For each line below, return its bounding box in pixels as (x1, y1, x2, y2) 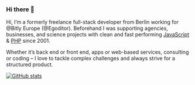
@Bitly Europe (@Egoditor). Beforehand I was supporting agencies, (6, 25, 169, 32)
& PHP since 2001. (6, 38, 51, 45)
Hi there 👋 (6, 5, 35, 13)
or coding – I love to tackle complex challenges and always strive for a (6, 55, 176, 62)
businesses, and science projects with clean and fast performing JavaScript (6, 31, 189, 38)
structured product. (6, 61, 53, 68)
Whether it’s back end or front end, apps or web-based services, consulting (6, 49, 189, 56)
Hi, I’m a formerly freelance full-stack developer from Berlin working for (6, 19, 179, 26)
